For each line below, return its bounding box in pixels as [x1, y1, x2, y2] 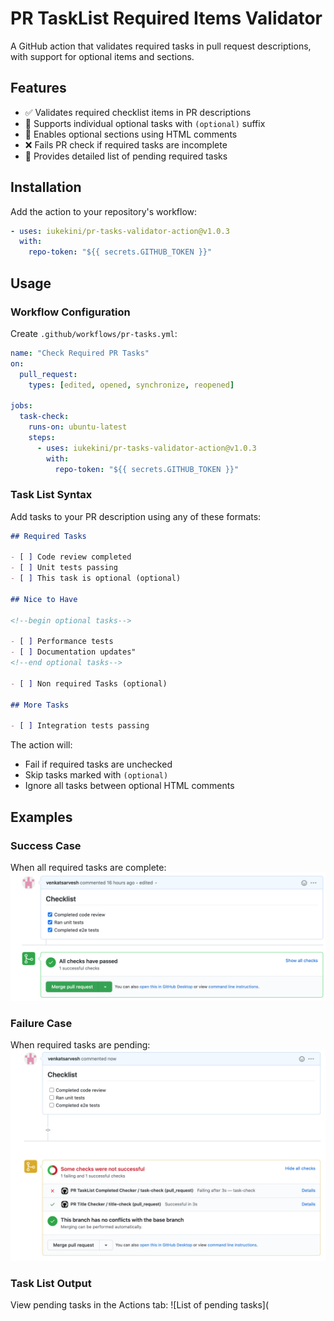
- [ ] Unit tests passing [10, 563, 118, 573]
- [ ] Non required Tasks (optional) [10, 678, 168, 689]
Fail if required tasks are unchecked [24, 758, 173, 771]
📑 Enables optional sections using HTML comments [24, 128, 238, 140]
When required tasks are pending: [10, 1039, 151, 1051]
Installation [10, 179, 82, 196]
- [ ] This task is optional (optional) [10, 573, 182, 584]
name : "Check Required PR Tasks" [10, 348, 150, 358]
